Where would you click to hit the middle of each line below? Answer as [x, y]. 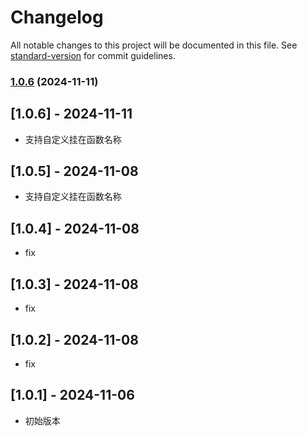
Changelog [57, 17]
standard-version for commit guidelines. [93, 55]
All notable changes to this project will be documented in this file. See [154, 45]
